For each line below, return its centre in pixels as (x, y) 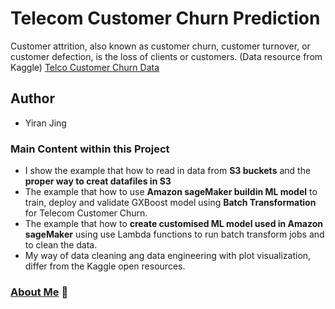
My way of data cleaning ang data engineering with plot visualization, (168, 256)
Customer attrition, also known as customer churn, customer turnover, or (160, 46)
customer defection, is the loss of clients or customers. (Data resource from (166, 56)
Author (32, 98)
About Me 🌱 (39, 292)
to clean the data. (61, 245)
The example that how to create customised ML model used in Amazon (173, 224)
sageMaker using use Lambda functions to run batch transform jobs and (174, 234)
